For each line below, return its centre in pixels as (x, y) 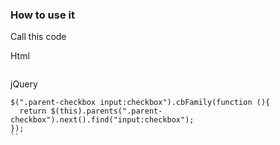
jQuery (24, 84)
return (33, 111)
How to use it (42, 15)
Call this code (38, 37)
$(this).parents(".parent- (106, 111)
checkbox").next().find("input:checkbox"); (102, 120)
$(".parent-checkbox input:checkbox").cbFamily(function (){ (140, 103)
